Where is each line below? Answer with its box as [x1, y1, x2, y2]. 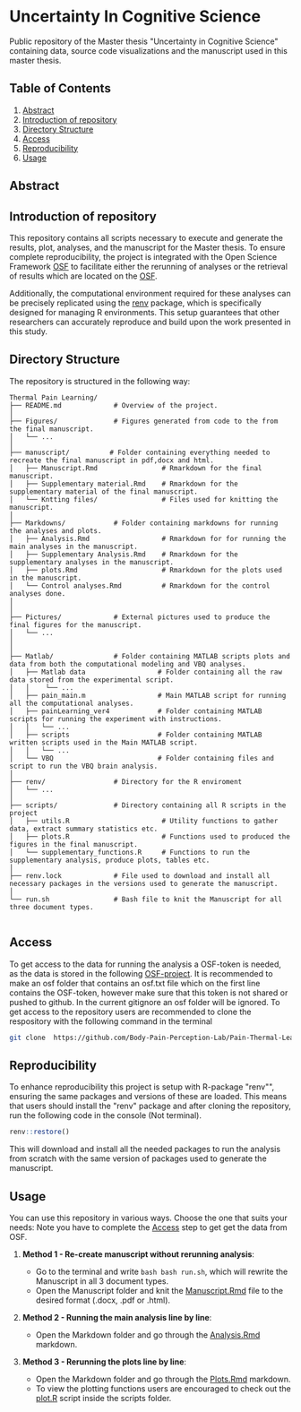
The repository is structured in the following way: [9, 375, 191, 386]
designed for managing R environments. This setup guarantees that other [9, 306, 280, 317]
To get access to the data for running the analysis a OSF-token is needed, [9, 959, 282, 969]
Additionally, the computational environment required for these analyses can [9, 288, 291, 298]
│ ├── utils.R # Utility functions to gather [9, 816, 279, 825]
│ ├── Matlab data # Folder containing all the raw [9, 667, 282, 676]
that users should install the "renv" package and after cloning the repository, [9, 1100, 291, 1112]
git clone [9, 1033, 47, 1042]
